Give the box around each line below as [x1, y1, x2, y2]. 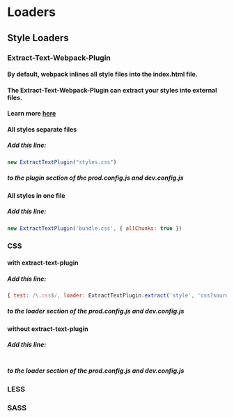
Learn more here [7, 109, 56, 118]
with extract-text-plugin [7, 258, 79, 267]
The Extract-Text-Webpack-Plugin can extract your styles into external [7, 86, 217, 94]
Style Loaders [7, 32, 69, 44]
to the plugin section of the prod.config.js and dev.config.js [7, 173, 184, 182]
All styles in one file [7, 191, 65, 199]
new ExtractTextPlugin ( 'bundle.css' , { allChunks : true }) [7, 224, 182, 232]
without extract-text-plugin [7, 325, 88, 333]
